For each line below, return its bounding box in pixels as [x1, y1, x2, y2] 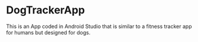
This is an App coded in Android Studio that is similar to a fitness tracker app [6, 23, 192, 30]
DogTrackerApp [6, 3, 85, 17]
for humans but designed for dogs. [6, 29, 91, 36]
